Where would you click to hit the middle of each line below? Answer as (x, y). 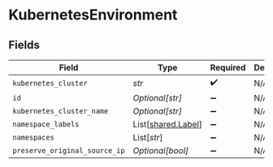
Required (228, 68)
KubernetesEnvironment (93, 15)
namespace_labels (46, 124)
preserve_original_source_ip (69, 150)
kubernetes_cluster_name (61, 111)
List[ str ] (148, 137)
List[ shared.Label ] (168, 124)
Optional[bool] (161, 150)
